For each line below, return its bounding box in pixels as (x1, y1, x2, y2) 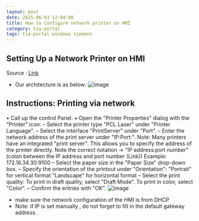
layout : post (6, 8, 39, 15)
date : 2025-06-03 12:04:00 (6, 14, 74, 20)
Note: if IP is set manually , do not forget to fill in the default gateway (14, 202, 185, 210)
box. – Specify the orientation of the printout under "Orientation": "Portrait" (6, 165, 192, 172)
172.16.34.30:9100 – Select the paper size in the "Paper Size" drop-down (6, 159, 186, 166)
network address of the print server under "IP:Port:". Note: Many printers (6, 133, 186, 141)
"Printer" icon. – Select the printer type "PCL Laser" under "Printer (6, 121, 171, 128)
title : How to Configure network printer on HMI (6, 20, 130, 26)
